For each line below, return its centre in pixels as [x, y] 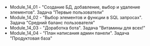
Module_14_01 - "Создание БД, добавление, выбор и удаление [75, 7]
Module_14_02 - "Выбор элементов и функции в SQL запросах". [76, 17]
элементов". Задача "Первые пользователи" [57, 12]
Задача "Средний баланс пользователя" [52, 23]
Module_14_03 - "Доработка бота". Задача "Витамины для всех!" [77, 28]
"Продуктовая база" [31, 38]
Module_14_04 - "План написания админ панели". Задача [69, 33]
